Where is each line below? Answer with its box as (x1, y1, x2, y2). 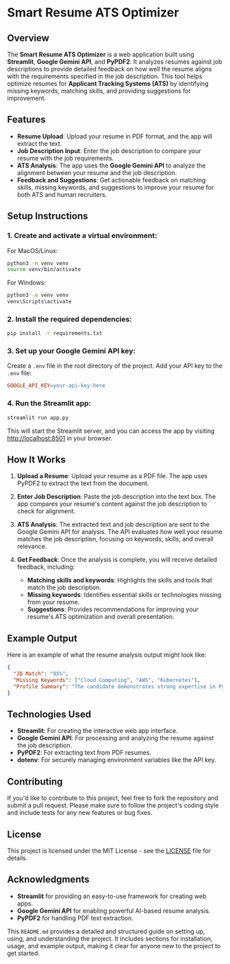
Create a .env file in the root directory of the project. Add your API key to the (7, 362, 222, 370)
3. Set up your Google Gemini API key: (7, 346, 136, 356)
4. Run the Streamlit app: (7, 399, 91, 408)
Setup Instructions (7, 211, 88, 222)
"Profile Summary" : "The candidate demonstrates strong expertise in (13, 683, 216, 690)
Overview (7, 32, 50, 44)
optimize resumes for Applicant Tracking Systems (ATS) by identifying (7, 80, 209, 87)
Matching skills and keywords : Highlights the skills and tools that (27, 576, 212, 585)
